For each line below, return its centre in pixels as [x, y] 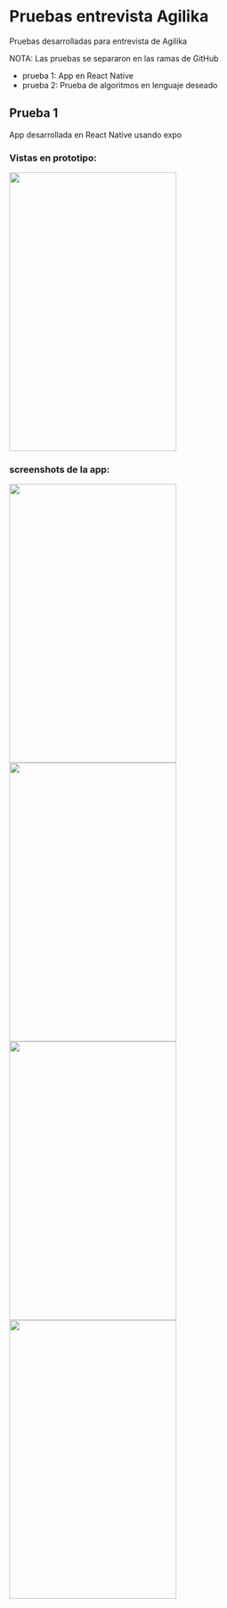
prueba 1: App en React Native [77, 75]
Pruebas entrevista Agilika [109, 16]
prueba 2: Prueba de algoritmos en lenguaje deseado [120, 85]
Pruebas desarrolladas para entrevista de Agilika [98, 41]
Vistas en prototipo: [53, 158]
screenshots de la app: [60, 469]
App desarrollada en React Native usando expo [96, 135]
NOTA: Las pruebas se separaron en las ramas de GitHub [114, 58]
